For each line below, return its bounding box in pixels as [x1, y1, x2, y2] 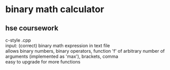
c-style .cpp [5, 37, 31, 43]
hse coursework [5, 24, 59, 32]
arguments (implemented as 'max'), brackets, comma [5, 53, 119, 59]
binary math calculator [5, 4, 104, 15]
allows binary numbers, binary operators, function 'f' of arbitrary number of [5, 48, 165, 54]
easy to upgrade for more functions [5, 59, 81, 64]
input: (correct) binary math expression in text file [5, 43, 110, 49]
